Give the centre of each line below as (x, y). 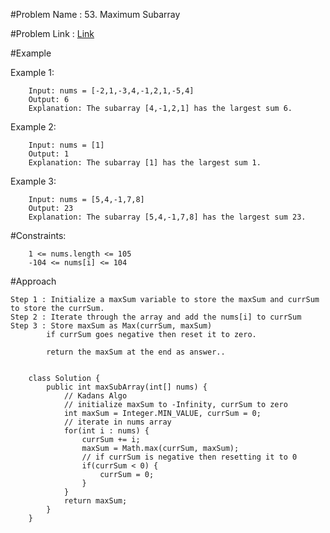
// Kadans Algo (95, 396)
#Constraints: (38, 235)
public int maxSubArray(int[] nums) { (127, 387)
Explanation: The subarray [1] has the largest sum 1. (145, 163)
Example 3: (33, 181)
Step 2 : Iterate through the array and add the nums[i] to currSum (156, 317)
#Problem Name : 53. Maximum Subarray (95, 14)
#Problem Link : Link (52, 33)
